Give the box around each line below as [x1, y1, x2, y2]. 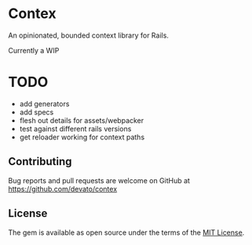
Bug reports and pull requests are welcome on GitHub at [8, 175, 191, 185]
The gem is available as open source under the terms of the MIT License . [8, 228, 245, 237]
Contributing [8, 155, 72, 168]
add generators [19, 99, 70, 108]
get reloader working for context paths [19, 132, 145, 142]
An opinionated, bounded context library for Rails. [8, 31, 169, 40]
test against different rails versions [19, 124, 132, 133]
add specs [19, 107, 54, 117]
